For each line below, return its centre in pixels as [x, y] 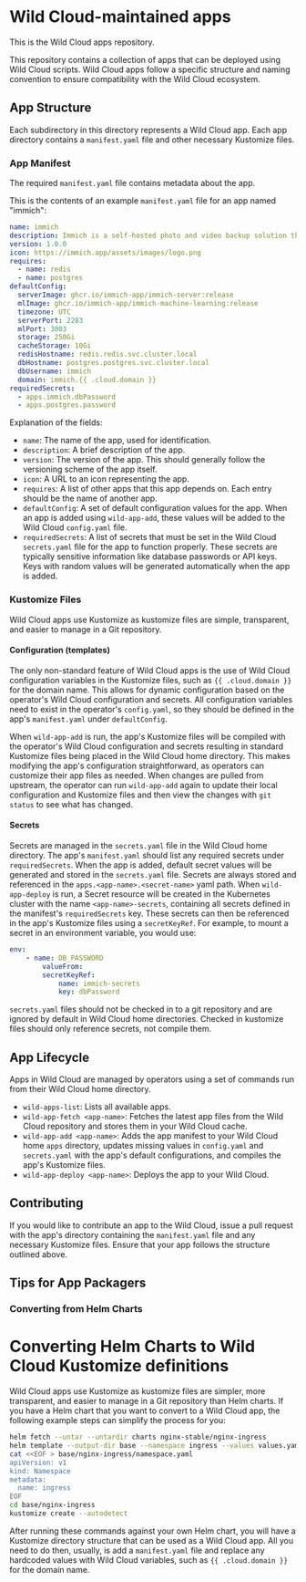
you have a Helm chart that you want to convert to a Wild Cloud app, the [145, 1410]
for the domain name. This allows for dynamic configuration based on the [147, 690]
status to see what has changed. [71, 804]
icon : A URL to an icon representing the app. [106, 479]
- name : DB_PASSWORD [65, 958]
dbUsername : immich [55, 371]
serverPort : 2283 [51, 320]
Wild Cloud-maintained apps [120, 17]
